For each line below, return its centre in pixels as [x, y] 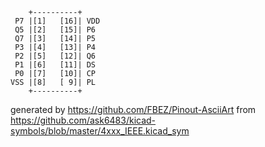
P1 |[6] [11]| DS [55, 65]
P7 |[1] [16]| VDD [57, 21]
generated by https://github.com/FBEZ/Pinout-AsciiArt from [133, 109]
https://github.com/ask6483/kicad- [83, 120]
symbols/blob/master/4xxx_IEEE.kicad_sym [100, 131]
